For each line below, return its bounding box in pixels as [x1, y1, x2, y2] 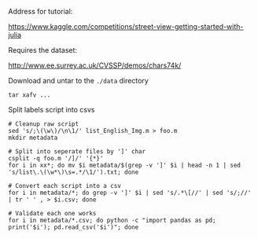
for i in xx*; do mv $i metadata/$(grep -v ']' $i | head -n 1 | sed [8, 161, 241, 169]
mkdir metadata [8, 134, 58, 142]
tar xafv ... [8, 91, 51, 99]
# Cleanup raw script [8, 120, 79, 128]
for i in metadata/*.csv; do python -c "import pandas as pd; [8, 216, 216, 224]
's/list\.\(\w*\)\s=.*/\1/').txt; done [8, 168, 139, 176]
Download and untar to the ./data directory [8, 76, 149, 85]
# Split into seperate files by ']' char [8, 148, 146, 156]
